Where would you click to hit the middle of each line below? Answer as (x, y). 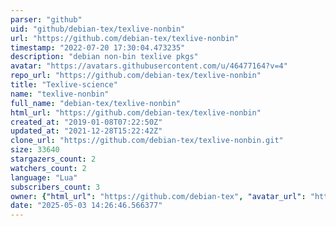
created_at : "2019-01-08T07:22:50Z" (86, 122)
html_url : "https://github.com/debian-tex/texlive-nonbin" (136, 112)
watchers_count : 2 (48, 168)
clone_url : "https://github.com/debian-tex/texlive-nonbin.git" (147, 141)
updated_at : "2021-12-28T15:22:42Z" (86, 131)
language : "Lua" (44, 177)
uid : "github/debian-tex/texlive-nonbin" (98, 29)
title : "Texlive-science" (64, 85)
